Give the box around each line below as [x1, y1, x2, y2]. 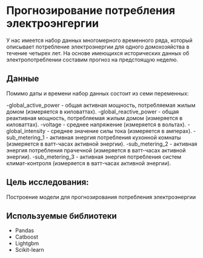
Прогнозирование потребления [6, 4, 176, 18]
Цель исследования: [6, 177, 89, 188]
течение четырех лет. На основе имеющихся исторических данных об [6, 49, 190, 56]
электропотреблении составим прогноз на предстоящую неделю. [6, 56, 179, 63]
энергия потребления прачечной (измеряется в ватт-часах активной [6, 146, 186, 154]
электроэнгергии [6, 16, 99, 30]
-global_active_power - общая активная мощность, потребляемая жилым [6, 101, 196, 109]
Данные [6, 73, 39, 84]
